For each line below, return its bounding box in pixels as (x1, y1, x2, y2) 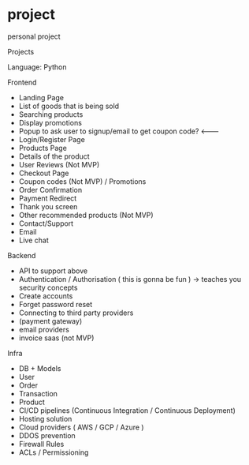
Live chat (18, 235, 49, 245)
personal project (7, 32, 61, 41)
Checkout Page (18, 168, 69, 178)
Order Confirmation (18, 185, 83, 194)
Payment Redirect (18, 193, 77, 203)
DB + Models (18, 363, 61, 373)
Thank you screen (18, 201, 78, 211)
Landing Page (18, 92, 65, 102)
